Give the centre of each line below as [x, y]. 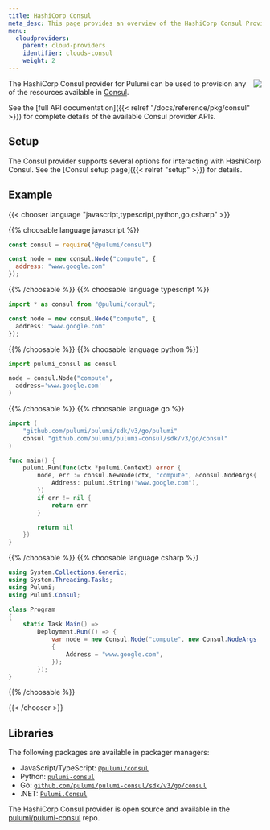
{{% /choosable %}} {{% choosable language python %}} [104, 349]
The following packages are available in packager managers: [109, 753]
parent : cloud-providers [64, 46]
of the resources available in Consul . [69, 92]
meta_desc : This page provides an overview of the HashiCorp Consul [125, 23]
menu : [17, 31]
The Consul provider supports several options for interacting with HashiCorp [135, 161]
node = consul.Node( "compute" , [61, 378]
